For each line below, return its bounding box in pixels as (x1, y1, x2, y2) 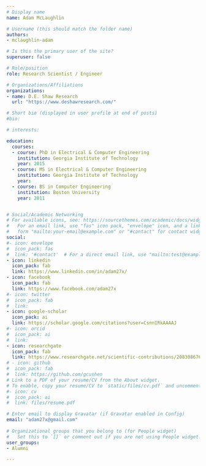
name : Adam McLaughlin (6, 15, 64, 21)
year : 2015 (17, 161, 45, 167)
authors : (6, 31, 29, 37)
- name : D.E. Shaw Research (6, 93, 78, 99)
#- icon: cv (6, 388, 37, 395)
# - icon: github (6, 360, 51, 366)
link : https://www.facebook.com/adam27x (12, 285, 116, 292)
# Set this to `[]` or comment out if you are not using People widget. (6, 433, 202, 440)
